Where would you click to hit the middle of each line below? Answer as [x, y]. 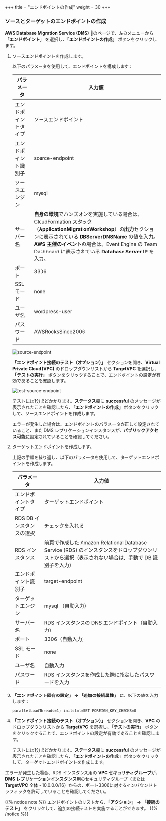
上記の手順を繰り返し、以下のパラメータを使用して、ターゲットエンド [83, 457]
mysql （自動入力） [67, 606]
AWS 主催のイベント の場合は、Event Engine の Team [95, 244]
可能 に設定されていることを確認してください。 [64, 437]
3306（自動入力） [66, 639]
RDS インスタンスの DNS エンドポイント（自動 [99, 623]
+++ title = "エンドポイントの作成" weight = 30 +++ [58, 7]
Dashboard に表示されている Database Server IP [91, 252]
